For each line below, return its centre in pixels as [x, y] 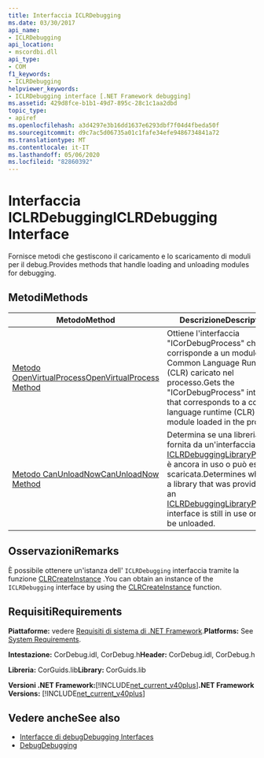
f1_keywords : [29, 74]
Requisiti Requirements [65, 612]
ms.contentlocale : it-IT [49, 147]
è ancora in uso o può [207, 464]
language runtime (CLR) [211, 412]
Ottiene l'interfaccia [203, 333]
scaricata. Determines [206, 474]
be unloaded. [191, 523]
